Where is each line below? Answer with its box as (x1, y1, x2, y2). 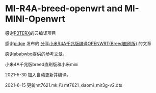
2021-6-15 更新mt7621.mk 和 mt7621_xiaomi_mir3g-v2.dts (5, 82, 123, 88)
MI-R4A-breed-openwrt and (5, 3, 123, 14)
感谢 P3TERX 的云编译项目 (5, 30, 56, 36)
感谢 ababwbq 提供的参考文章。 (5, 51, 67, 57)
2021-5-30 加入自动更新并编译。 (5, 71, 71, 77)
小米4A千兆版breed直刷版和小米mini (5, 61, 78, 67)
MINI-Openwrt (5, 13, 65, 24)
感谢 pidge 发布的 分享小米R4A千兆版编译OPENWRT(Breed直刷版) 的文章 (5, 40, 152, 46)
